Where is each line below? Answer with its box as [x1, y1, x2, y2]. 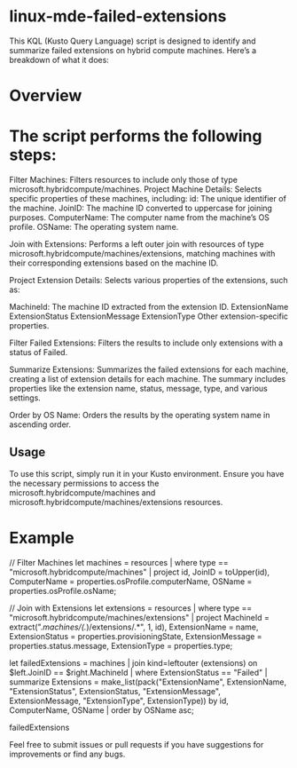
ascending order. [9, 419, 72, 430]
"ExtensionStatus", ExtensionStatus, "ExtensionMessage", [9, 685, 222, 696]
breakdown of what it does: [9, 54, 109, 65]
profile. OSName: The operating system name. [9, 222, 179, 233]
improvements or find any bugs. [9, 748, 126, 759]
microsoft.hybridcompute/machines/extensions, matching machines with [9, 249, 276, 259]
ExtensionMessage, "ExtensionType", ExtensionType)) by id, [9, 695, 229, 706]
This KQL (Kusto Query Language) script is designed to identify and [9, 36, 256, 46]
